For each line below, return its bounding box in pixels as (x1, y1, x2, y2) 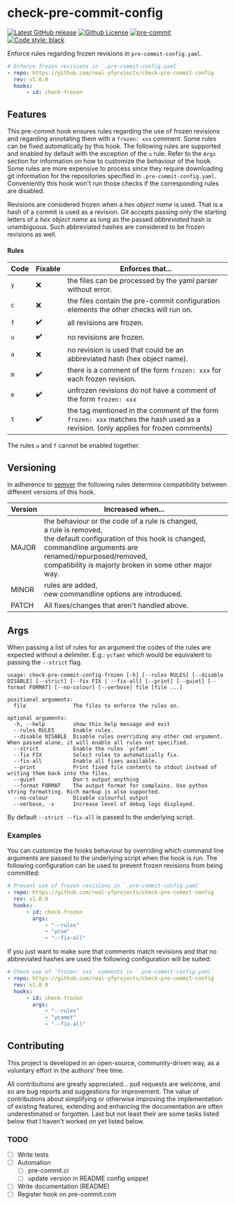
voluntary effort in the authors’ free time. (7, 1066, 124, 1074)
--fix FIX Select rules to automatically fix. (13, 751, 180, 758)
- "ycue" (44, 928, 71, 935)
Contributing (7, 1040, 64, 1052)
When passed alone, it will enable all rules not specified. (7, 739, 190, 746)
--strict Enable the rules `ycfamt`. (13, 745, 155, 752)
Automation (17, 1159, 51, 1167)
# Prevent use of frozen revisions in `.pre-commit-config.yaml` (7, 883, 201, 890)
